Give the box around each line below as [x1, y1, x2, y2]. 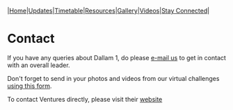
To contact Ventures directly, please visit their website [7, 95, 163, 103]
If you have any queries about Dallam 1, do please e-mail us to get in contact [7, 53, 226, 62]
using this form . [7, 82, 52, 90]
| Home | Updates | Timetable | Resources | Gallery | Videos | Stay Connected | [7, 7, 210, 15]
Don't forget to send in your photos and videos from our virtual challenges [7, 74, 220, 82]
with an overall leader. [7, 61, 71, 69]
